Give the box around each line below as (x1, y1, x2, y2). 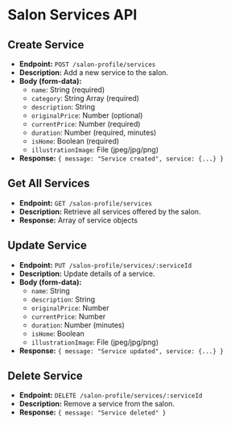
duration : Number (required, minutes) (31, 127, 157, 137)
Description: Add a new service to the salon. (19, 68, 169, 77)
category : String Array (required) (31, 94, 140, 102)
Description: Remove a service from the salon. (19, 399, 175, 409)
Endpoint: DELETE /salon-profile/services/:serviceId (19, 390, 203, 400)
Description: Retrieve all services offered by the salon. (19, 206, 201, 216)
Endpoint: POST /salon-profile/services (19, 59, 156, 69)
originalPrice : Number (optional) (31, 110, 143, 120)
